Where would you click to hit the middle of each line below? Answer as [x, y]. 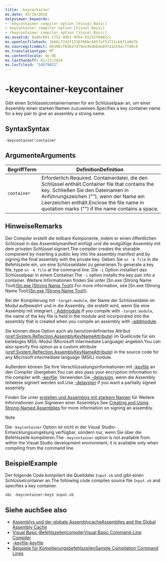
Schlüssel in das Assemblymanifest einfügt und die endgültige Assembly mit [83, 243]
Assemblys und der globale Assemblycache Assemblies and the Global [84, 522]
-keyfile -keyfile [28, 543]
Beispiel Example [31, 463]
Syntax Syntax [27, 129]
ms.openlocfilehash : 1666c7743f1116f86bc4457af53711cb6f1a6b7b [72, 42]
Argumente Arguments [41, 155]
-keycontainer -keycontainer [64, 89]
